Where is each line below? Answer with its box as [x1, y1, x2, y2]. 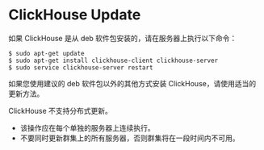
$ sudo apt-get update [8, 49, 85, 57]
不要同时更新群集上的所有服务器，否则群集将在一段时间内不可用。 [19, 133, 240, 143]
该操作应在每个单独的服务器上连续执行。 [19, 123, 155, 132]
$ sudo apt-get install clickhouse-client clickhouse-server [8, 56, 219, 65]
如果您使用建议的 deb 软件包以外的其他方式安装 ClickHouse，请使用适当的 [8, 78, 257, 88]
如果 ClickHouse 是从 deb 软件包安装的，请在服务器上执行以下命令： [8, 33, 237, 43]
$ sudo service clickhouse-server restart [8, 63, 153, 72]
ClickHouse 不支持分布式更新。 [8, 106, 113, 115]
